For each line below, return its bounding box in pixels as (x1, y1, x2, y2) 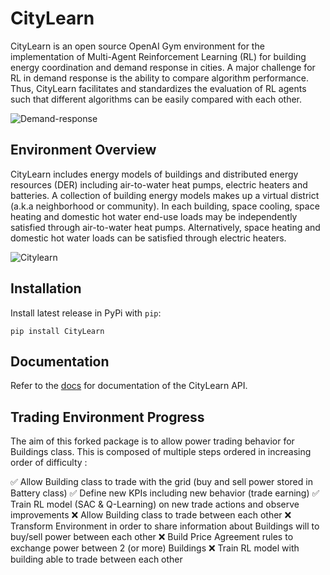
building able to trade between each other (10, 553, 183, 566)
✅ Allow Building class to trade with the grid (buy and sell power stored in (10, 476, 313, 488)
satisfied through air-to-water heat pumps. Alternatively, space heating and (10, 221, 321, 233)
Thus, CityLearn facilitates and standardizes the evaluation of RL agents (10, 82, 307, 94)
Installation (10, 280, 82, 297)
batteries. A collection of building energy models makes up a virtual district (10, 189, 320, 201)
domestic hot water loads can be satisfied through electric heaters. (10, 232, 287, 244)
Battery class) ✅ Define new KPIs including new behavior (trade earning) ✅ (10, 487, 320, 499)
